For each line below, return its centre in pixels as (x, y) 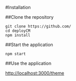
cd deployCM (18, 31)
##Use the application (28, 63)
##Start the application (29, 45)
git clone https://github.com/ (38, 26)
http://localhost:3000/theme (35, 73)
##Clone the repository (30, 17)
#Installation (18, 7)
